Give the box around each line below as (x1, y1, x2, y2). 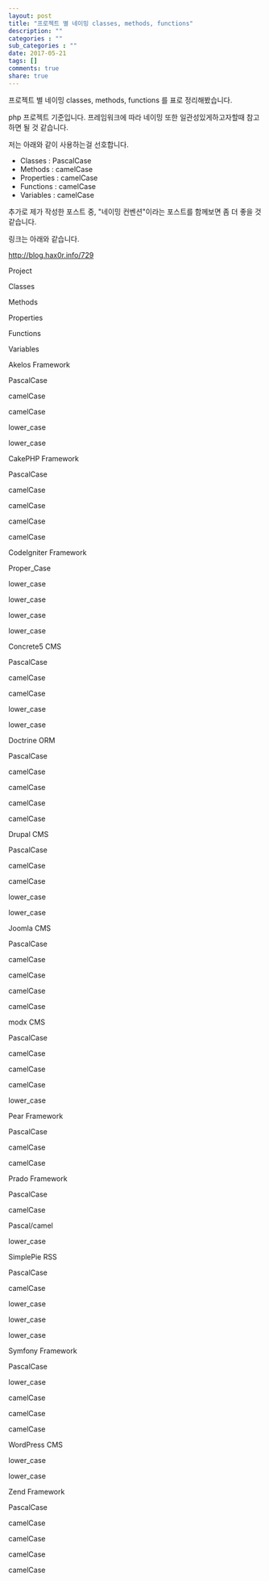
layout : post (8, 11, 52, 20)
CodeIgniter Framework (8, 547, 87, 557)
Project (8, 266, 32, 275)
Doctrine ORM (8, 735, 56, 745)
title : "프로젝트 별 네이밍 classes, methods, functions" (8, 19, 193, 27)
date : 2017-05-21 (8, 49, 67, 57)
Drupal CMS (8, 829, 49, 839)
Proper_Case (8, 563, 51, 573)
